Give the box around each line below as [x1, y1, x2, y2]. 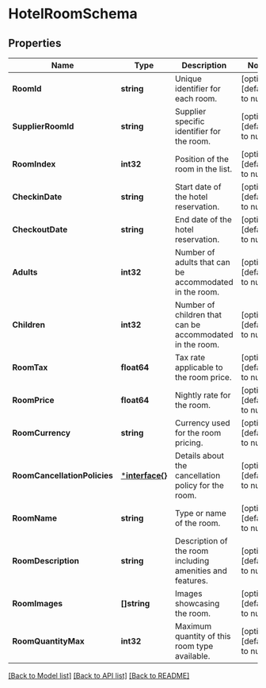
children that [175, 309, 222, 320]
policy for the [175, 480, 224, 490]
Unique [175, 73, 202, 84]
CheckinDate [12, 191, 63, 202]
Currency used [175, 417, 231, 429]
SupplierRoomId [12, 121, 74, 132]
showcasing [175, 598, 220, 609]
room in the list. [175, 163, 232, 175]
